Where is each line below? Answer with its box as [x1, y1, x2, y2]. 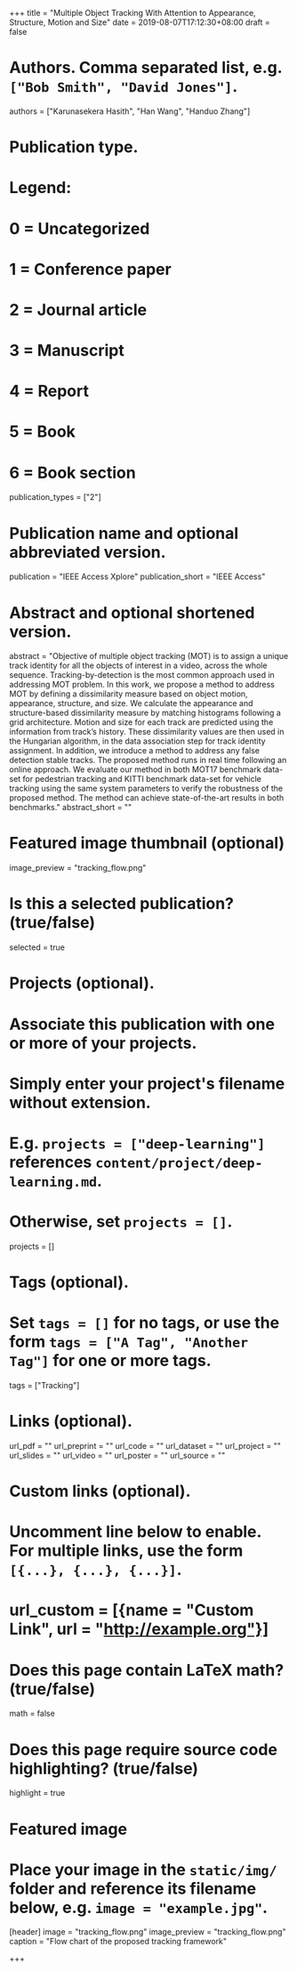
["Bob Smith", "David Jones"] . [9, 76, 238, 97]
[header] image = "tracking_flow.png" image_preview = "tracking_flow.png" [9, 1927, 286, 1937]
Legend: [9, 178, 72, 198]
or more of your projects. [9, 1033, 197, 1053]
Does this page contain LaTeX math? [9, 1660, 285, 1680]
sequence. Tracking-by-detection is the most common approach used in [9, 670, 276, 680]
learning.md [9, 1173, 98, 1190]
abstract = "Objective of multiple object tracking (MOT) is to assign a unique [9, 651, 289, 662]
